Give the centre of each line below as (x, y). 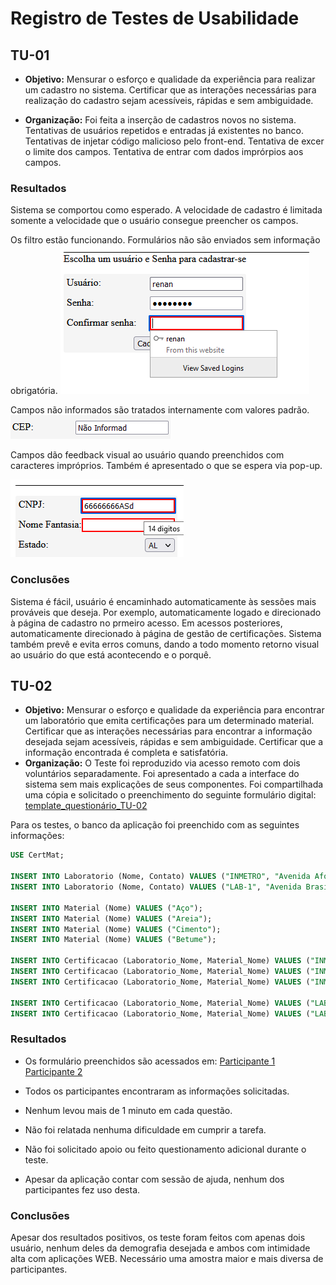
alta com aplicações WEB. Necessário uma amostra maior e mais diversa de (167, 1258)
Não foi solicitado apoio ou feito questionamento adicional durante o (165, 1149)
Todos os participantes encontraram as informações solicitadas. (157, 1091)
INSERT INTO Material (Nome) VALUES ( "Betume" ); (113, 940)
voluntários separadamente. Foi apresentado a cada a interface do (162, 774)
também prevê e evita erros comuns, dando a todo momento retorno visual (165, 644)
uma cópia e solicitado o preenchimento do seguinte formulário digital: (170, 795)
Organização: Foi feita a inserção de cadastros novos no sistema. (160, 120)
